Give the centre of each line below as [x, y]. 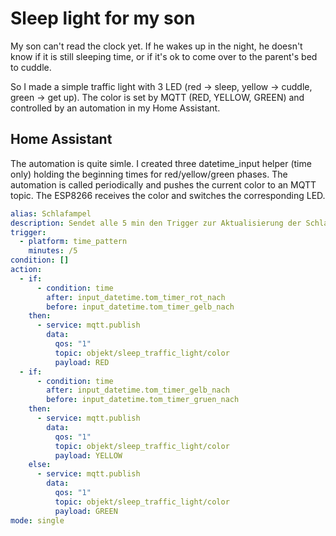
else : [40, 465]
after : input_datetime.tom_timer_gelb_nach [138, 390]
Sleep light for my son [103, 18]
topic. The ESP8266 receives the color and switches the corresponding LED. [168, 195]
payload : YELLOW [88, 455]
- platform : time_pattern [73, 242]
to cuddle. [31, 67]
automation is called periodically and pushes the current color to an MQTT [163, 184]
